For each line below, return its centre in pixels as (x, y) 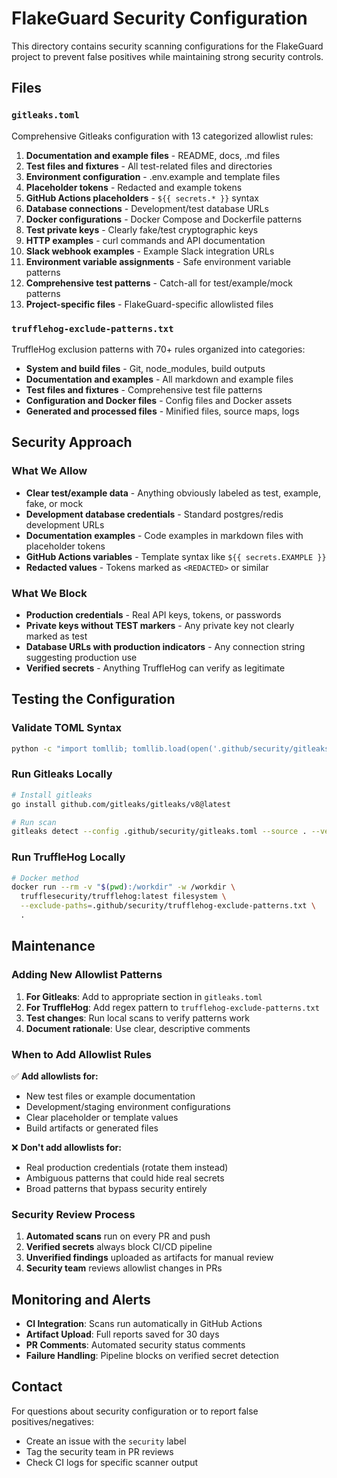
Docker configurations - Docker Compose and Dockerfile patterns (164, 219)
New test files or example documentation (110, 1096)
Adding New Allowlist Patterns (87, 975)
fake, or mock (54, 503)
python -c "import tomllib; (70, 748)
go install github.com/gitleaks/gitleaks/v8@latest (121, 804)
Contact (37, 1387)
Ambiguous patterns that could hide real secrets (125, 1178)
